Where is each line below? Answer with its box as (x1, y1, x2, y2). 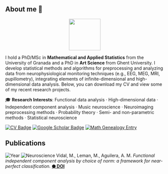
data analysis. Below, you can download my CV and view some (31, 81, 162, 87)
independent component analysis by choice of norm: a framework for (5, 157, 150, 164)
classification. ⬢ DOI (21, 163, 65, 169)
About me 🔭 (5, 5, 43, 14)
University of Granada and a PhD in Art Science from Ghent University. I (5, 60, 155, 66)
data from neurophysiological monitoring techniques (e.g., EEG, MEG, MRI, (5, 70, 160, 76)
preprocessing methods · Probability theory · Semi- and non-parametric (5, 109, 155, 115)
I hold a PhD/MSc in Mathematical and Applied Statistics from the (5, 54, 144, 61)
